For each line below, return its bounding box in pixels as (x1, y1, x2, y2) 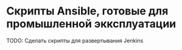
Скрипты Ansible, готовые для (6, 4, 169, 18)
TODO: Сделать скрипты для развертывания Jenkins (6, 37, 144, 44)
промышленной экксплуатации (6, 17, 177, 31)
